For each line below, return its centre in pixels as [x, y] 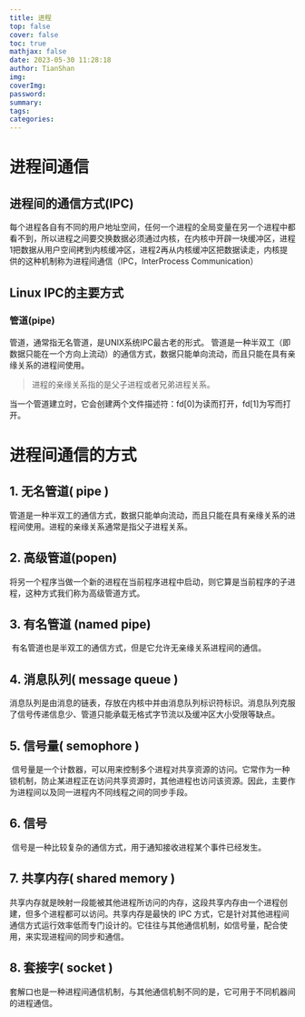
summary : [26, 102]
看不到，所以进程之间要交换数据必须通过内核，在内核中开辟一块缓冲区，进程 [152, 238]
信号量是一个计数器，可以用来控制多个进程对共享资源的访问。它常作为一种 [151, 770]
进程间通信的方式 [74, 455]
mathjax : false [38, 52]
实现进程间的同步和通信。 [81, 936]
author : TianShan [42, 69]
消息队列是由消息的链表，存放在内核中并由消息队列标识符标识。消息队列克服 [152, 703]
